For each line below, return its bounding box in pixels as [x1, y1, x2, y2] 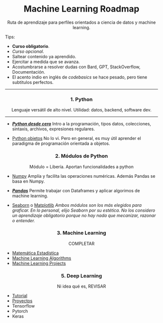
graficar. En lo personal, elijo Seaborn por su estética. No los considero [12, 207, 155, 213]
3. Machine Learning [56, 230, 107, 236]
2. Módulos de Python [55, 153, 108, 159]
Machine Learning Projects [12, 260, 66, 266]
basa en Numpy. [12, 178, 45, 184]
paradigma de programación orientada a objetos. [12, 140, 110, 146]
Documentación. [12, 69, 45, 75]
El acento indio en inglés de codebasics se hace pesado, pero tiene [12, 74, 147, 80]
